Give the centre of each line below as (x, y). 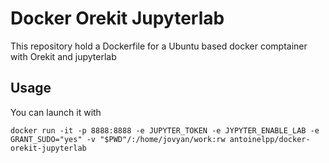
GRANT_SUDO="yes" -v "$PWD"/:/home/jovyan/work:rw (118, 139)
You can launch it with (56, 112)
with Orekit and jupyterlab (63, 56)
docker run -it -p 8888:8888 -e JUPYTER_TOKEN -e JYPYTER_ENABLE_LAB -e (165, 130)
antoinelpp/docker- (270, 139)
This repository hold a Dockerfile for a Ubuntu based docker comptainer (159, 46)
